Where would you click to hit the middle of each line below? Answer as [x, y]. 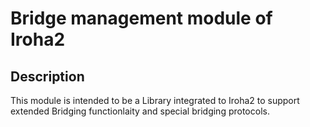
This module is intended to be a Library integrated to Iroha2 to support [155, 100]
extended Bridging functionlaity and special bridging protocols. [140, 111]
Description [47, 76]
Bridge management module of [141, 18]
